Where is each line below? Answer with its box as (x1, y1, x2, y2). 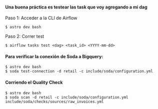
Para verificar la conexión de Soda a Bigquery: (5, 53, 103, 59)
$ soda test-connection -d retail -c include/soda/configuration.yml (5, 69, 153, 74)
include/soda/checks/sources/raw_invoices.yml (5, 99, 104, 104)
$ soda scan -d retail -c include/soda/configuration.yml (5, 95, 128, 100)
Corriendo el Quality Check (5, 80, 63, 85)
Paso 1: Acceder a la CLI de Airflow (5, 15, 77, 21)
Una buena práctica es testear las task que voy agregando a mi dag (5, 4, 147, 10)
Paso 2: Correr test (5, 33, 44, 39)
